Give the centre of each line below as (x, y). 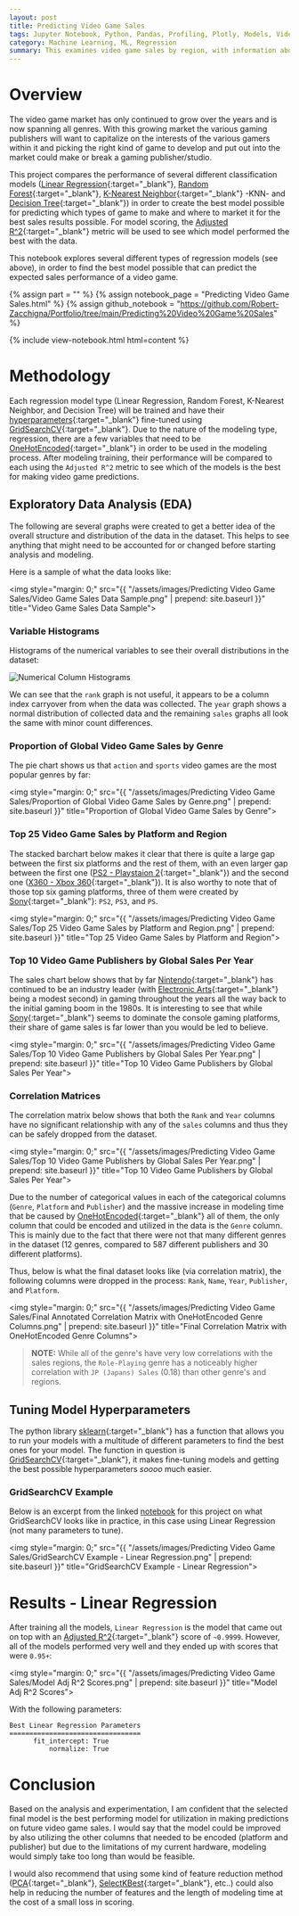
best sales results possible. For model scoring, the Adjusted (119, 222)
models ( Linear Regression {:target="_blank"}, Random (109, 185)
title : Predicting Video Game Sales (77, 26)
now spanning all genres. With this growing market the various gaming (138, 129)
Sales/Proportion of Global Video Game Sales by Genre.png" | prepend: (140, 802)
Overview (46, 95)
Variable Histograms (54, 631)
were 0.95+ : (31, 1656)
